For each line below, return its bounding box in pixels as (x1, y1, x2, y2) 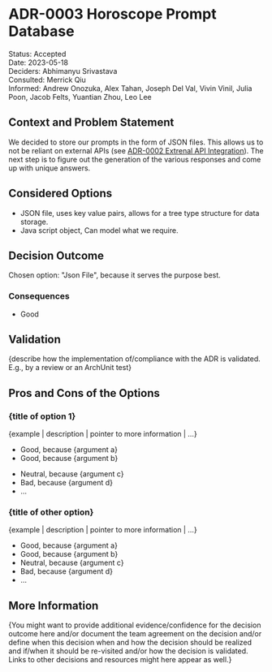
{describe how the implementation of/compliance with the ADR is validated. (8, 354, 261, 364)
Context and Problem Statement (8, 115, 175, 130)
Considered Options (8, 187, 112, 200)
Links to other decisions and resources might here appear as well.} (8, 655, 232, 665)
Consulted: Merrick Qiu (8, 75, 87, 84)
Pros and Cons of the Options (8, 386, 160, 400)
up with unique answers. (8, 163, 91, 173)
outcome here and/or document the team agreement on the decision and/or (8, 629, 262, 639)
